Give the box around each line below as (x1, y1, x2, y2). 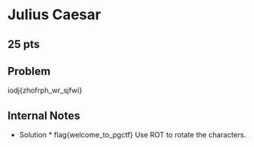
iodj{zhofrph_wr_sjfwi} (7, 85, 83, 95)
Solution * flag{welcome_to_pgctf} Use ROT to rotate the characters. (18, 130, 247, 140)
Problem (7, 64, 51, 77)
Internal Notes (7, 109, 81, 122)
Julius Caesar (7, 6, 101, 24)
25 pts (7, 38, 40, 51)
